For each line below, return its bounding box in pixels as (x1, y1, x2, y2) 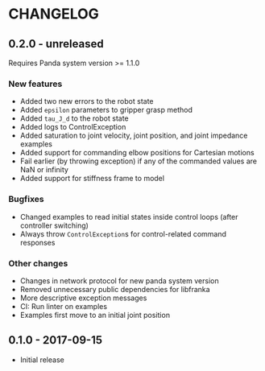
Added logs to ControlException (19, 122, 126, 132)
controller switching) (19, 221, 89, 230)
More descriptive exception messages (19, 293, 147, 303)
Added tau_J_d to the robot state (19, 113, 129, 123)
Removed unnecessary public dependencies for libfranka (19, 284, 211, 294)
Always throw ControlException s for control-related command (19, 229, 227, 238)
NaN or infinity (19, 165, 68, 175)
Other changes (8, 258, 68, 269)
